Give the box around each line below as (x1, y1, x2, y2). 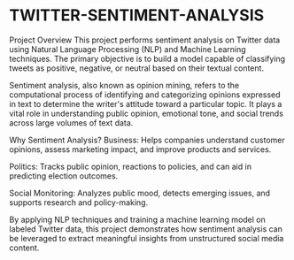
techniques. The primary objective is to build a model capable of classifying (9, 53, 286, 64)
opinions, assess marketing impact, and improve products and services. (9, 143, 272, 155)
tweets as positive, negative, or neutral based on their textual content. (9, 63, 264, 73)
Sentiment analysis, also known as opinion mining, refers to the (9, 80, 240, 90)
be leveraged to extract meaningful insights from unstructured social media (9, 233, 284, 243)
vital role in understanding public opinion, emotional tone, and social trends (9, 108, 283, 119)
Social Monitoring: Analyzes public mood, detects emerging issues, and (9, 187, 271, 198)
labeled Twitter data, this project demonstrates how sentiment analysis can (9, 223, 283, 234)
